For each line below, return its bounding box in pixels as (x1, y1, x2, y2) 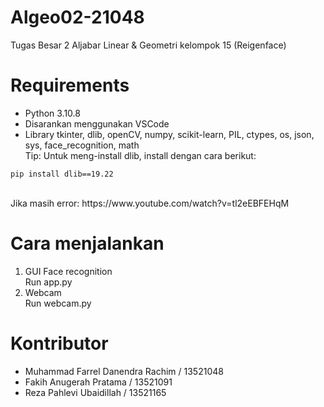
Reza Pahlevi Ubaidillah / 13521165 (24, 386, 167, 398)
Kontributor (10, 332, 109, 355)
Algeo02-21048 (10, 6, 145, 29)
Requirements (10, 74, 130, 97)
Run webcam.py (24, 297, 92, 309)
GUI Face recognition (24, 265, 113, 277)
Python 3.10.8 (24, 107, 81, 119)
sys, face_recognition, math (24, 139, 140, 151)
